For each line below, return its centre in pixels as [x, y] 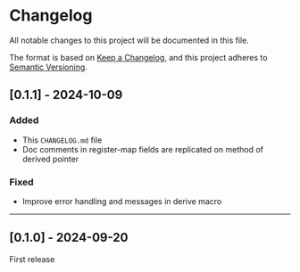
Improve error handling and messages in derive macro [122, 201]
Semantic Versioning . [48, 67]
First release [32, 259]
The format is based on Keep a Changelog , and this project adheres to [138, 57]
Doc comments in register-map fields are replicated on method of [142, 149]
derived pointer [50, 159]
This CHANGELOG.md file [62, 140]
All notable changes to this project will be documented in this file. [129, 40]
